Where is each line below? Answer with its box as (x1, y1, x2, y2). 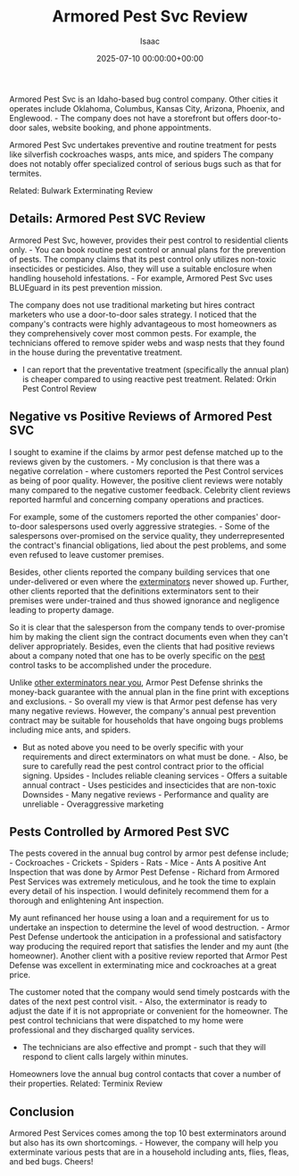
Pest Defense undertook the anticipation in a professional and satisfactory (9, 932, 282, 942)
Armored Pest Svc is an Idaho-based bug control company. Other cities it (9, 94, 278, 104)
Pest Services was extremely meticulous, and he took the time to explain (9, 876, 277, 887)
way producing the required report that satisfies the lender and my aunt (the (9, 941, 289, 952)
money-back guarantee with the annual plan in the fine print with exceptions (9, 686, 290, 697)
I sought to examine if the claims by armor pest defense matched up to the (9, 446, 284, 457)
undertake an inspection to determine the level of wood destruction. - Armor (9, 922, 290, 933)
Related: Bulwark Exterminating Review (9, 185, 154, 195)
